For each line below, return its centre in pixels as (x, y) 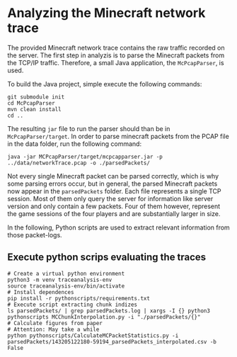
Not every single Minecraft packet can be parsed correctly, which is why (113, 176)
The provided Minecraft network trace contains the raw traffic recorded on (116, 47)
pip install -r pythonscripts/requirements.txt (79, 298)
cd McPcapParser (31, 103)
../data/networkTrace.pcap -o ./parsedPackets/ (79, 163)
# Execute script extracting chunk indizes (73, 305)
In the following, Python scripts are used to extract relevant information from (118, 227)
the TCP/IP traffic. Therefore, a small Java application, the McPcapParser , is (116, 62)
